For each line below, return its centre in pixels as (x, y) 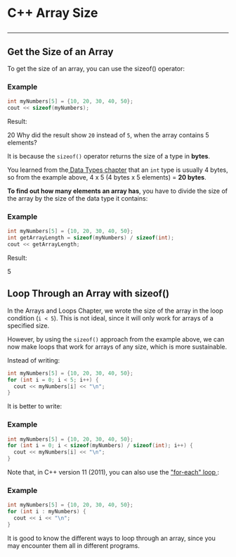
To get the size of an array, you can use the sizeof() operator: (96, 69)
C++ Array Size (53, 13)
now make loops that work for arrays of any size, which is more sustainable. (117, 346)
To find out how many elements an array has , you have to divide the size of (118, 191)
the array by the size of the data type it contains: (78, 199)
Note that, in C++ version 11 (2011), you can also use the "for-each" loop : (113, 472)
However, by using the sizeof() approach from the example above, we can (116, 339)
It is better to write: (34, 406)
